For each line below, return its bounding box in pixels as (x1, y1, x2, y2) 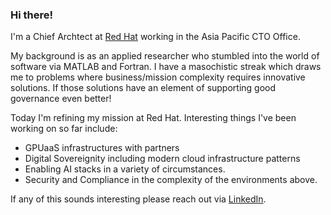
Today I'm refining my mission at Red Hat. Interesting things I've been (10, 112, 297, 124)
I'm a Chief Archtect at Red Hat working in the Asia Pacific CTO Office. (10, 31, 301, 43)
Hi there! (10, 8, 54, 22)
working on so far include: (10, 123, 118, 135)
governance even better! (10, 93, 112, 105)
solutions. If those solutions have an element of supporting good (10, 82, 277, 94)
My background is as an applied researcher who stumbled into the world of (10, 50, 320, 62)
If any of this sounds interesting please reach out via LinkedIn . (10, 193, 267, 205)
